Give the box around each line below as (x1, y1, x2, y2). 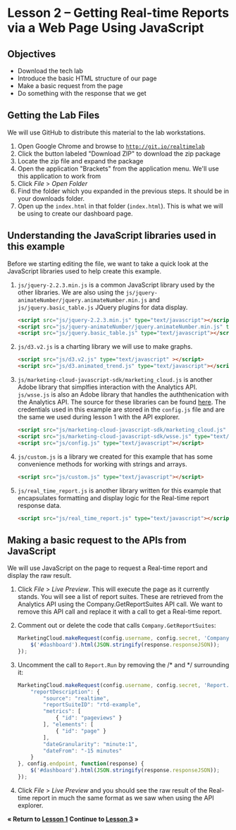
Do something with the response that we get (17, 89, 147, 97)
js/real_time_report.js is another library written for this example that (17, 486, 222, 495)
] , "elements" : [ (43, 721, 94, 729)
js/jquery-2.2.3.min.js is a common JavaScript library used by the (17, 280, 215, 289)
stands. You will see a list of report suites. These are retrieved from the (17, 593, 223, 601)
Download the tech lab (17, 67, 83, 75)
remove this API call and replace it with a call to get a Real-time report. (17, 607, 222, 616)
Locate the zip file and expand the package (17, 156, 144, 165)
